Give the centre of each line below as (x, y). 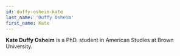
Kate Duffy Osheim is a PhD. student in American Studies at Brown (90, 40)
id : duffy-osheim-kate (34, 12)
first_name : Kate (28, 23)
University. (19, 46)
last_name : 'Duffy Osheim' (40, 17)
